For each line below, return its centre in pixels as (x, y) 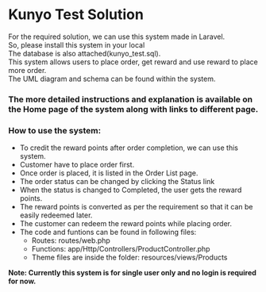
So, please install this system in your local (77, 44)
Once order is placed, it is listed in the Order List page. (109, 173)
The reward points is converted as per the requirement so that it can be (136, 207)
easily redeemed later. (56, 215)
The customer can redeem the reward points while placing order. (126, 224)
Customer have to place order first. (77, 165)
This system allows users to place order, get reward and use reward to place (133, 62)
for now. (22, 281)
